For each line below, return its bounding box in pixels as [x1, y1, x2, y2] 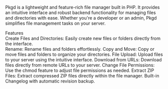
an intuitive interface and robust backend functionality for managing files [5, 10, 156, 16]
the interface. [5, 41, 33, 47]
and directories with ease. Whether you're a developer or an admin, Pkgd [5, 15, 157, 21]
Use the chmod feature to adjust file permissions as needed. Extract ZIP [5, 67, 154, 73]
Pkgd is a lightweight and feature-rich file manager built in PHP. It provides [5, 5, 160, 10]
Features [5, 30, 24, 36]
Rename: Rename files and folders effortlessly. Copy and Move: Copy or [5, 46, 155, 52]
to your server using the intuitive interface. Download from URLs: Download [5, 57, 162, 62]
